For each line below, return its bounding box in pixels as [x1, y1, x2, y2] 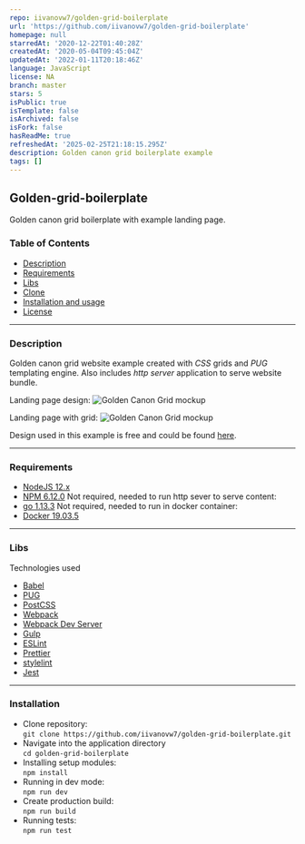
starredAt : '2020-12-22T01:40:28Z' [9, 38, 144, 48]
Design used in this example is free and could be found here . [9, 429, 238, 440]
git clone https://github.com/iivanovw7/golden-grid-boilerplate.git [22, 730, 292, 739]
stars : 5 [9, 89, 43, 98]
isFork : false [9, 123, 64, 132]
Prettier [22, 647, 51, 658]
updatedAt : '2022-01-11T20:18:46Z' [9, 55, 144, 64]
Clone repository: [22, 718, 88, 729]
